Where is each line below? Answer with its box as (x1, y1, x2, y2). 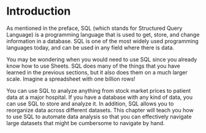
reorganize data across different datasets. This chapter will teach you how (6, 106, 194, 113)
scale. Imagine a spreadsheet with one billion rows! (6, 75, 136, 82)
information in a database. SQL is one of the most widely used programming (6, 37, 199, 45)
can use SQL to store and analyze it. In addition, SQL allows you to (6, 99, 174, 107)
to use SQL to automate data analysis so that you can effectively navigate (6, 113, 192, 120)
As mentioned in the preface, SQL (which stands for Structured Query (6, 24, 183, 32)
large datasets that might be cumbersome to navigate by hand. (6, 119, 165, 126)
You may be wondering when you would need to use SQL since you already (6, 56, 197, 63)
